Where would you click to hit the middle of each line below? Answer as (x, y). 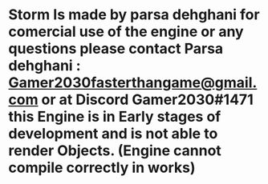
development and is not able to (113, 134)
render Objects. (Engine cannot (115, 151)
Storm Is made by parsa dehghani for (134, 15)
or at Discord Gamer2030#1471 (148, 100)
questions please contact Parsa (116, 49)
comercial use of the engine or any (126, 32)
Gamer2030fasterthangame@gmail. (133, 83)
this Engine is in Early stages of (115, 117)
